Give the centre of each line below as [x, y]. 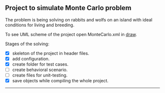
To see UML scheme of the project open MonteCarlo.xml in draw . [71, 34]
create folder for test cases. [40, 64]
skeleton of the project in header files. [51, 53]
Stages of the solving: [27, 44]
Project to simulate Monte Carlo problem [68, 8]
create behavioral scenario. [40, 70]
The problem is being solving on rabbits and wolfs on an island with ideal [79, 19]
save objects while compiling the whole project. [60, 81]
